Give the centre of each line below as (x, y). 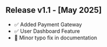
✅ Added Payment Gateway (48, 24)
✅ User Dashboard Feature (47, 31)
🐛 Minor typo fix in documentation (56, 38)
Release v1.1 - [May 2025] (54, 10)
